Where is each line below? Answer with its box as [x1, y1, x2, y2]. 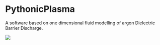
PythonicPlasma [5, 3, 75, 15]
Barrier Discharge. [5, 25, 43, 31]
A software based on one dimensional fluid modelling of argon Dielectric [5, 20, 155, 26]
